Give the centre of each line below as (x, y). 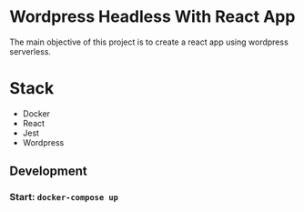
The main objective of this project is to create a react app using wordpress (149, 42)
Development (49, 172)
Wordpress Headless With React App (152, 17)
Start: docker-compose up (64, 197)
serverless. (30, 51)
